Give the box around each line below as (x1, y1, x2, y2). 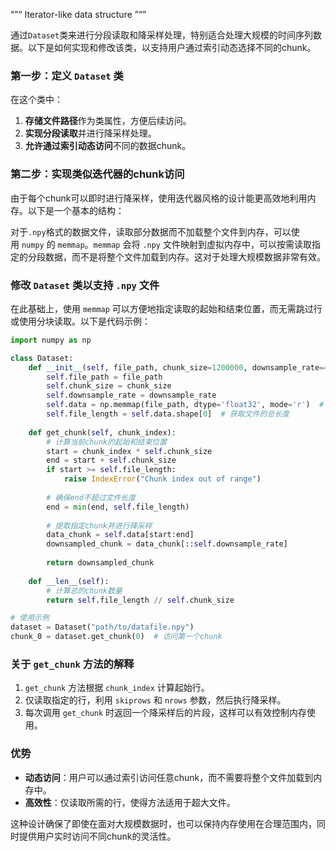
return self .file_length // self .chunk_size (46, 595, 235, 605)
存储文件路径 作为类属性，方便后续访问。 (24, 115, 192, 127)
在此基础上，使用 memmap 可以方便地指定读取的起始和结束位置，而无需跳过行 (10, 302, 323, 314)
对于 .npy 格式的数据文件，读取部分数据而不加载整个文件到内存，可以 (10, 225, 292, 238)
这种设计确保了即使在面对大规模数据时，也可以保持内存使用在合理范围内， (10, 817, 317, 829)
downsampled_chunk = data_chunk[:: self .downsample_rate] (46, 539, 288, 549)
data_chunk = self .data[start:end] (46, 530, 195, 540)
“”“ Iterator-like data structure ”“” (10, 9, 147, 20)
